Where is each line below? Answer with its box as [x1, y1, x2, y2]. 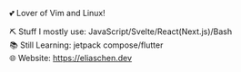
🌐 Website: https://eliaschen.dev [9, 53, 133, 63]
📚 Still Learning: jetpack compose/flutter [9, 40, 164, 50]
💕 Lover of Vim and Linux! [9, 8, 106, 18]
